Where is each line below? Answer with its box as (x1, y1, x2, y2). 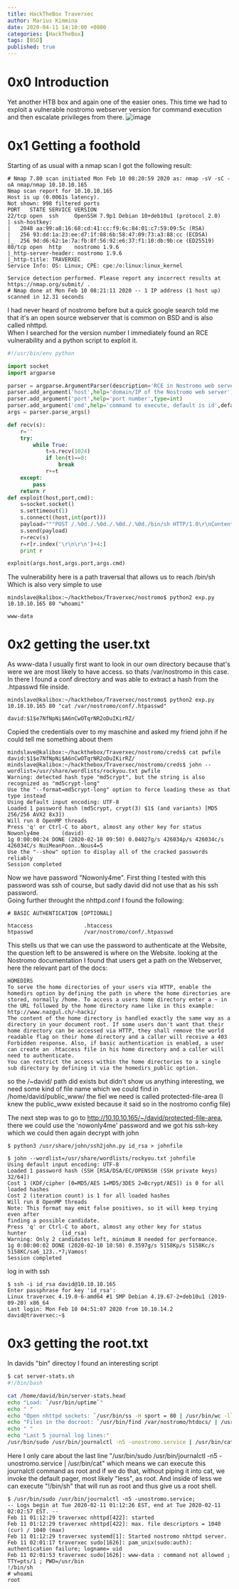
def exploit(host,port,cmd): (7, 494, 94, 502)
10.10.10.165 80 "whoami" (7, 601, 84, 608)
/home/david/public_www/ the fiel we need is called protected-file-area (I (7, 1092, 223, 1101)
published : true (7, 43, 55, 51)
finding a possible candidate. (7, 1218, 100, 1225)
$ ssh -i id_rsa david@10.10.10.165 (7, 1281, 116, 1288)
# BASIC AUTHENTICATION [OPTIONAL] (7, 910, 113, 917)
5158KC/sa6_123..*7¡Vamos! (7, 1248, 87, 1256)
